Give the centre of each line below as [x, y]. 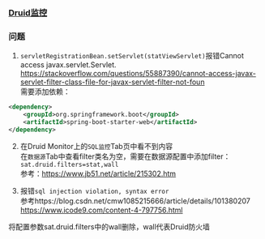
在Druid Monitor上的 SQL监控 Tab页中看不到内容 [96, 146]
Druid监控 [28, 12]
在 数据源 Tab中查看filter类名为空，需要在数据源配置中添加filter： [125, 156]
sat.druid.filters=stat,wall [69, 164]
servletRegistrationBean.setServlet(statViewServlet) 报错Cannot [132, 56]
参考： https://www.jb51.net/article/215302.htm [98, 173]
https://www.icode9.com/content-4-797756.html [101, 210]
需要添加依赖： [45, 92]
